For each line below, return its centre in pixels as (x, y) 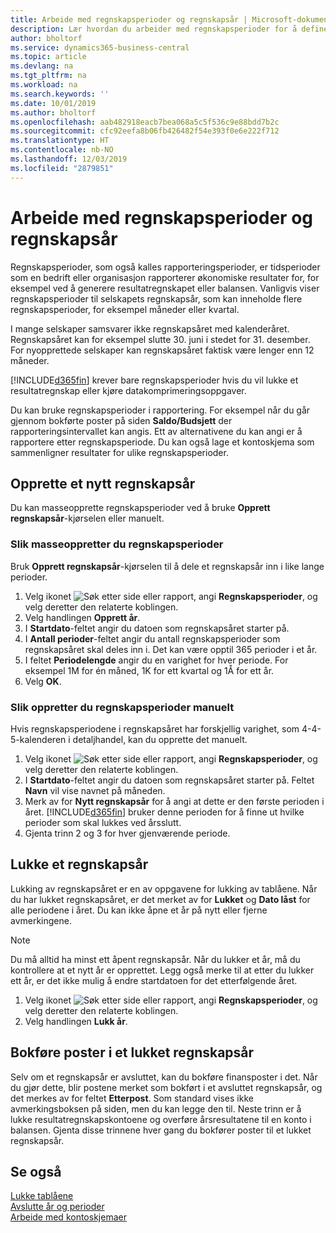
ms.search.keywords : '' (60, 94)
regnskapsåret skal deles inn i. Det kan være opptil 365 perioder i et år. (171, 649)
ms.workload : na (44, 85)
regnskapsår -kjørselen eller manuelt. (87, 518)
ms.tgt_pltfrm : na (48, 76)
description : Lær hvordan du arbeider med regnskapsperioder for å (154, 29)
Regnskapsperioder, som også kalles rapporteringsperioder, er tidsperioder (165, 267)
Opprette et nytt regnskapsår (103, 483)
